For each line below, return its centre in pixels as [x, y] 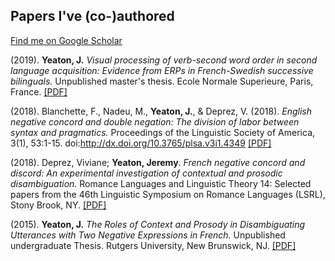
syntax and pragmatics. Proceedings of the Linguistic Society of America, [163, 132]
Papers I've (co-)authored [92, 16]
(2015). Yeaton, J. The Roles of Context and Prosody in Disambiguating [158, 224]
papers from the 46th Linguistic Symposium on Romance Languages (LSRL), [168, 194]
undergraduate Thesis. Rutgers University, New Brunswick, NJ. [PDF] [153, 245]
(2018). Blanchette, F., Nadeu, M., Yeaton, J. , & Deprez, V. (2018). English [161, 111]
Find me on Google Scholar [66, 40]
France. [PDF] [39, 91]
